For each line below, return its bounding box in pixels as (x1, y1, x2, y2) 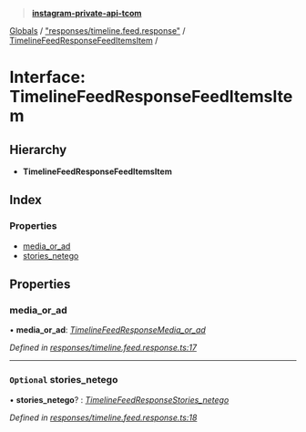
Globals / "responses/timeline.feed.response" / (9, 26, 186, 36)
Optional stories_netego (9, 374, 118, 386)
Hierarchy (9, 141, 67, 158)
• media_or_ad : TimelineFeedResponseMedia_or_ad (9, 324, 207, 335)
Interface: (9, 67, 87, 87)
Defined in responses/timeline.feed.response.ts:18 (9, 412, 198, 423)
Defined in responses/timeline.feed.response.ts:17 (9, 342, 198, 354)
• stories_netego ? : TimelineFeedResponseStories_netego (9, 394, 229, 405)
